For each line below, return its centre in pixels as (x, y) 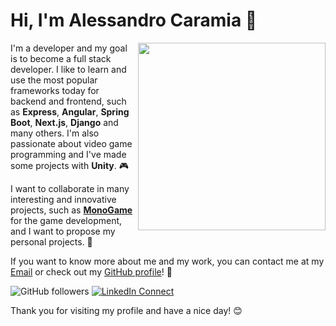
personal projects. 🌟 (51, 241)
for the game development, (66, 220)
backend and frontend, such (68, 101)
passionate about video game (71, 143)
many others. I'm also (55, 133)
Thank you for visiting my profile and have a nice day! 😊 (126, 310)
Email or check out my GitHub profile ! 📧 (91, 271)
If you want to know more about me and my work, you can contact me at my (167, 261)
